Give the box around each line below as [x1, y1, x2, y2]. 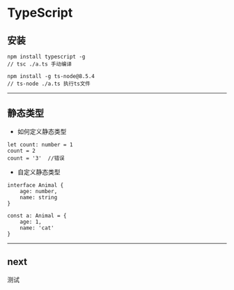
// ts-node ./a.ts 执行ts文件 [7, 80, 91, 87]
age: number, [19, 188, 58, 194]
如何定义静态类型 [17, 127, 67, 135]
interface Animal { [7, 181, 64, 189]
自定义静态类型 [17, 167, 61, 176]
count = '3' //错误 [7, 155, 65, 162]
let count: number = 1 [7, 141, 73, 148]
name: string [19, 194, 58, 201]
